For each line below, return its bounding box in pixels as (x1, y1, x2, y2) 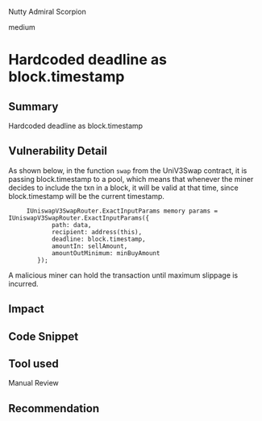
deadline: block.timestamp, (51, 235, 147, 243)
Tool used (8, 357, 59, 370)
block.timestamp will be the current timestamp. (8, 191, 165, 200)
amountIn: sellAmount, (51, 241, 128, 250)
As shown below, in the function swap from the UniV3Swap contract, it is (8, 165, 247, 175)
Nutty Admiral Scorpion (8, 7, 86, 16)
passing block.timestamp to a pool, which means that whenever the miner (8, 174, 254, 184)
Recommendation (8, 402, 99, 415)
